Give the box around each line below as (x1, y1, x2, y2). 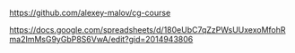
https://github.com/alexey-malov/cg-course (9, 8, 171, 18)
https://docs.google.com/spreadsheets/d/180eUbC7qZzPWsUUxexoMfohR (9, 25, 286, 34)
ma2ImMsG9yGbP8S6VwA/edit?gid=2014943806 (9, 34, 194, 44)
